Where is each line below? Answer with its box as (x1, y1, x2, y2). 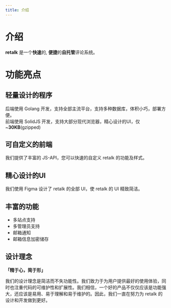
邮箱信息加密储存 (12, 236, 49, 242)
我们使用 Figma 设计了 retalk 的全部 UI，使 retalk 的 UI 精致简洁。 (5, 186, 143, 192)
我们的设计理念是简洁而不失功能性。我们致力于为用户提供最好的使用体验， (5, 278, 162, 284)
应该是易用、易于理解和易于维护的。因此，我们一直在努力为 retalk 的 (18, 291, 163, 297)
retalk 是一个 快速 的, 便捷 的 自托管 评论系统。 (5, 49, 98, 55)
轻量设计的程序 (5, 91, 53, 100)
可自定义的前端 (5, 140, 53, 149)
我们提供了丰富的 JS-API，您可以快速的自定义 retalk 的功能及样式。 (5, 155, 147, 161)
